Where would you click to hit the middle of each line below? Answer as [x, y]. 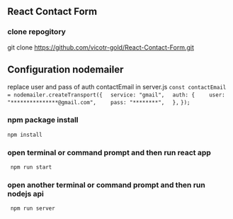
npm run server [33, 208]
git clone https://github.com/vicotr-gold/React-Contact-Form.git [101, 47]
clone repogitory [36, 32]
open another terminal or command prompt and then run [106, 185]
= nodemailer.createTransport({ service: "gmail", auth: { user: [116, 95]
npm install [25, 135]
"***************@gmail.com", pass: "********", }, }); [99, 102]
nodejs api [25, 194]
